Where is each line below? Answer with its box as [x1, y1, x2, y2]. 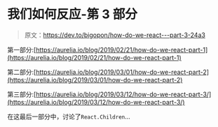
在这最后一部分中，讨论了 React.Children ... [7, 112, 131, 121]
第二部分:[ [7, 68, 36, 76]
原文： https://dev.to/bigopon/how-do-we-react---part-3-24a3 [24, 31, 205, 39]
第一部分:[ [7, 45, 36, 54]
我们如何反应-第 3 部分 [7, 6, 138, 22]
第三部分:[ [7, 90, 36, 98]
